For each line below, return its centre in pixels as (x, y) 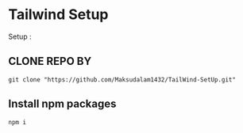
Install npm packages (62, 104)
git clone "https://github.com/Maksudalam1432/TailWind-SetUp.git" (122, 80)
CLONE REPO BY (50, 61)
